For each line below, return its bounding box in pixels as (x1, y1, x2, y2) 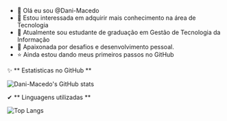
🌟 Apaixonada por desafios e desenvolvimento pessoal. (16, 43, 175, 51)
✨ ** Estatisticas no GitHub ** (7, 66, 92, 75)
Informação (16, 36, 50, 44)
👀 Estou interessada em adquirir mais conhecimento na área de (16, 14, 196, 22)
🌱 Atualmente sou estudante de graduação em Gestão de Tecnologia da (16, 28, 221, 36)
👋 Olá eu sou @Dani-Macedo (16, 7, 99, 14)
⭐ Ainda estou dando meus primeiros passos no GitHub (16, 51, 174, 58)
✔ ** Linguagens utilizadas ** (7, 93, 91, 101)
